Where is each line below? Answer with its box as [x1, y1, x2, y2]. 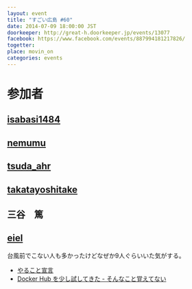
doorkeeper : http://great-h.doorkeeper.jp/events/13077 [7, 29, 170, 36]
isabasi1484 [7, 114, 60, 125]
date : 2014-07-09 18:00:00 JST [7, 23, 97, 29]
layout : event [7, 10, 48, 17]
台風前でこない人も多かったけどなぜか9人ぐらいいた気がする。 [7, 251, 185, 260]
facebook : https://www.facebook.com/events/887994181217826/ [7, 36, 186, 42]
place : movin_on [7, 49, 53, 55]
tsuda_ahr [7, 160, 51, 172]
